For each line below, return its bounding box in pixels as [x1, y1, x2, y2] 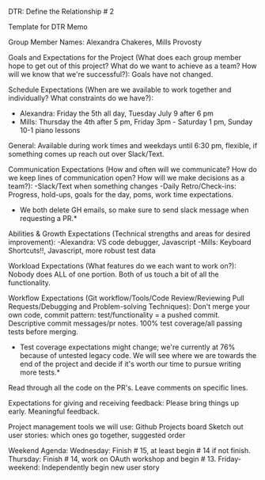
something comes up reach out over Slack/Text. [8, 150, 165, 158]
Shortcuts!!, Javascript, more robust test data [8, 246, 156, 255]
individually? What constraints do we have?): [8, 93, 154, 102]
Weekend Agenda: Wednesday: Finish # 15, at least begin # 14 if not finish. [8, 446, 251, 455]
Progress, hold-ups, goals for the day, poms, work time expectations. [8, 190, 234, 199]
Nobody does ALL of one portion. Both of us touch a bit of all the [8, 269, 219, 279]
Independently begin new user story [41, 463, 160, 472]
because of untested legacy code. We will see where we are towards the [19, 351, 257, 360]
